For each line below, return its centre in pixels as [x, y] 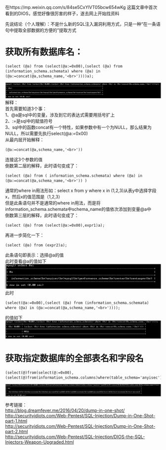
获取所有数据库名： [44, 52]
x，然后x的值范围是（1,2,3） [34, 197]
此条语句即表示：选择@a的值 [35, 255]
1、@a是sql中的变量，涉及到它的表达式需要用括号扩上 [60, 115]
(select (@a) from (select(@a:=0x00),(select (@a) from [64, 66]
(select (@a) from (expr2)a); [36, 245]
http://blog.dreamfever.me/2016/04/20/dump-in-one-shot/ [65, 410]
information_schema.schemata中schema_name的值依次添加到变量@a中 [78, 209]
